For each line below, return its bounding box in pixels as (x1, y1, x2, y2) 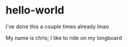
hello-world (5, 4, 65, 17)
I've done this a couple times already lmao (5, 23, 110, 30)
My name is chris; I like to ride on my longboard (5, 34, 123, 41)
